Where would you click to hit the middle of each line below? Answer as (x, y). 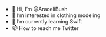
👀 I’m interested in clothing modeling (56, 15)
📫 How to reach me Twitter (45, 28)
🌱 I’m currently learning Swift (47, 21)
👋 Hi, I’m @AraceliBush (39, 9)
